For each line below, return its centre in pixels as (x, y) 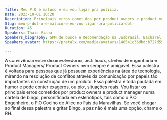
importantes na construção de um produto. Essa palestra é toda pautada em (83, 81)
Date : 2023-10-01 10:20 (30, 14)
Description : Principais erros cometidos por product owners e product (81, 19)
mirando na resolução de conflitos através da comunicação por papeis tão (81, 76)
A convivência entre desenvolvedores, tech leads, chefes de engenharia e (81, 60)
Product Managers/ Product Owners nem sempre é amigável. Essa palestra (82, 65)
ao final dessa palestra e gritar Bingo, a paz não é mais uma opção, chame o (83, 108)
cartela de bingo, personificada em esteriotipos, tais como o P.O (71, 97)
